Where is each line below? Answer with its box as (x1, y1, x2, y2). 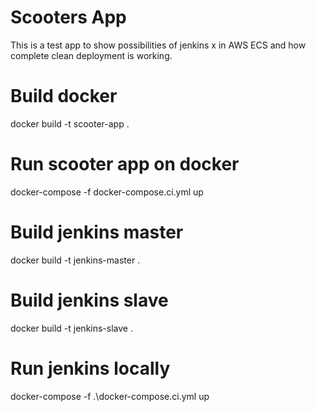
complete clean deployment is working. (10, 49, 173, 61)
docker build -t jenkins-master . (10, 254, 141, 266)
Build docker (10, 85, 118, 108)
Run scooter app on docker (10, 153, 240, 176)
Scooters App (10, 6, 127, 29)
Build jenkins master (10, 221, 184, 243)
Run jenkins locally (10, 357, 171, 380)
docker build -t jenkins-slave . (10, 322, 133, 334)
